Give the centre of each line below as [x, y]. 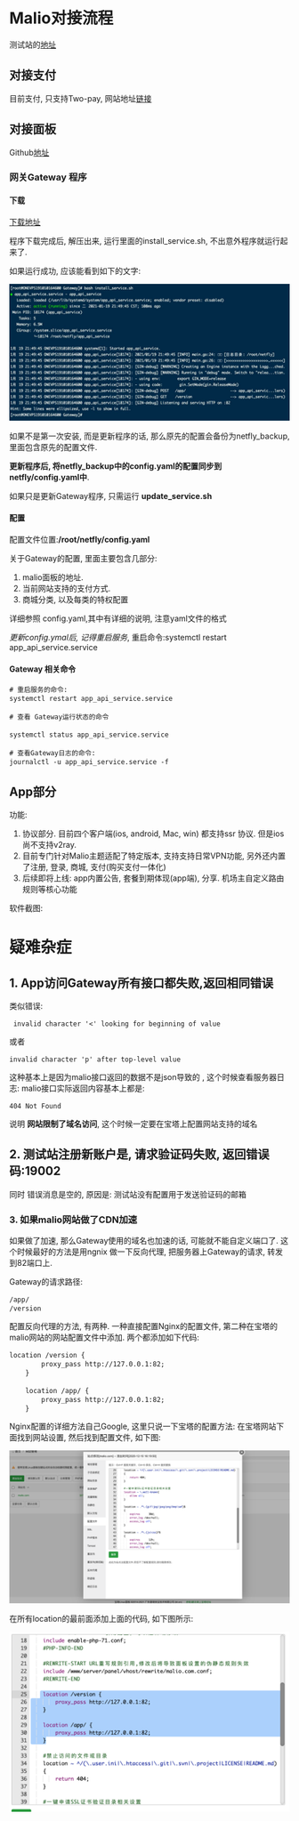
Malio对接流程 [61, 18]
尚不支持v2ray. [49, 845]
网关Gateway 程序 [48, 177]
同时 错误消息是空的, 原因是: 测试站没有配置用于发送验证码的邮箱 [128, 1194]
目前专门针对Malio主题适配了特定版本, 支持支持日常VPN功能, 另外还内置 [154, 856]
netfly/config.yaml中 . [49, 477]
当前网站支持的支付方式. [66, 588]
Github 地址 [29, 152]
